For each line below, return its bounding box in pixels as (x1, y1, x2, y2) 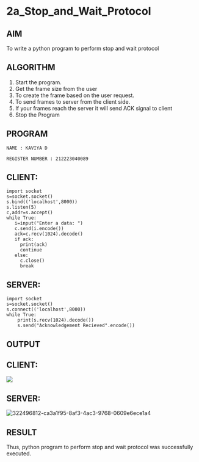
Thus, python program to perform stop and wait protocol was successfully (6, 444, 194, 451)
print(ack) (20, 242, 48, 248)
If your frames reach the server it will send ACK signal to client (15, 104, 173, 112)
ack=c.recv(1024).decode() (14, 231, 84, 237)
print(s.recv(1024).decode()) (17, 317, 95, 323)
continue (20, 247, 43, 253)
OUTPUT (6, 339, 41, 349)
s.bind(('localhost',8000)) (6, 199, 78, 205)
